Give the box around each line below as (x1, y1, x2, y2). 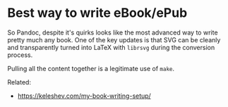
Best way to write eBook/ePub (7, 5, 188, 21)
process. (7, 51, 33, 59)
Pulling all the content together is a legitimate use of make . (7, 64, 175, 73)
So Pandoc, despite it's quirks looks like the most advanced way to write (7, 28, 218, 37)
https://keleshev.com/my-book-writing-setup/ (17, 92, 152, 100)
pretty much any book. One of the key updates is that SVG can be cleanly (7, 35, 221, 44)
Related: (7, 77, 32, 86)
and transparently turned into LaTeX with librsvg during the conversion (7, 43, 215, 51)
